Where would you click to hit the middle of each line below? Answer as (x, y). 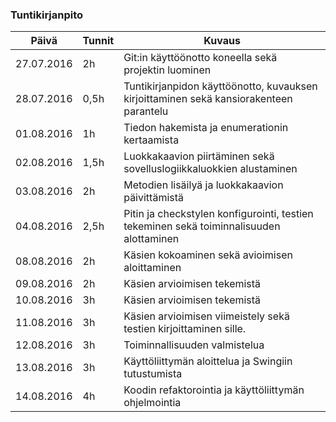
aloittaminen (152, 268)
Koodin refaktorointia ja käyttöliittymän (214, 390)
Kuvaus (222, 41)
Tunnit (98, 41)
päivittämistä (154, 198)
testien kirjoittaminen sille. (185, 329)
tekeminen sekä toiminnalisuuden (202, 226)
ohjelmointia (152, 403)
